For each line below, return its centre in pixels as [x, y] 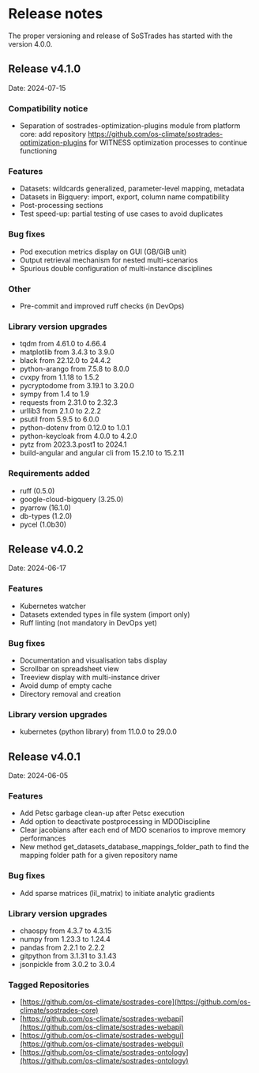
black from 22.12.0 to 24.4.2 [65, 361]
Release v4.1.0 [45, 69]
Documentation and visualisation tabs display [93, 660]
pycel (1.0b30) [43, 524]
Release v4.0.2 [46, 549]
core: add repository [53, 134]
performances [43, 838]
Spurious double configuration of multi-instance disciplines [116, 268]
